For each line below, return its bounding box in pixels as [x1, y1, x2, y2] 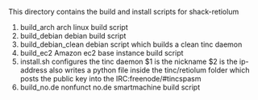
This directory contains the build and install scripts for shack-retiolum [8, 7, 239, 16]
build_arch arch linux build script [19, 23, 129, 31]
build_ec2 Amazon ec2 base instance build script [19, 48, 184, 57]
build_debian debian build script [19, 31, 127, 40]
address [19, 65, 48, 75]
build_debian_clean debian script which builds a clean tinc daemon [19, 40, 243, 49]
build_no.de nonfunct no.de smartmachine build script [19, 82, 201, 92]
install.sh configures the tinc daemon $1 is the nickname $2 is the [19, 56, 238, 66]
